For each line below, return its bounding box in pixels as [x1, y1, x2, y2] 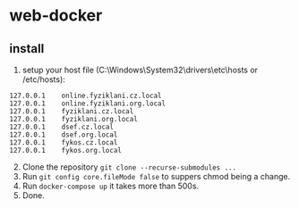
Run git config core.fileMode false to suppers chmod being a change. [21, 171, 291, 181]
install [9, 41, 45, 56]
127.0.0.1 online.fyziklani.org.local [9, 99, 167, 108]
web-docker [9, 5, 103, 26]
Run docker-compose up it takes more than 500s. [21, 180, 200, 191]
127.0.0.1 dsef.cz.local [9, 122, 115, 131]
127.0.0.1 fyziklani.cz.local [9, 107, 134, 116]
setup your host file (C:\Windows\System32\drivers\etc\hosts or [21, 64, 258, 75]
